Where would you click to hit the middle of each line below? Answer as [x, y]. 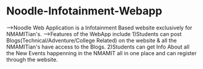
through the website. [32, 59]
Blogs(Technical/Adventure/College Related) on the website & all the [92, 40]
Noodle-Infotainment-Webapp [84, 11]
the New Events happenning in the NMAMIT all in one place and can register [101, 53]
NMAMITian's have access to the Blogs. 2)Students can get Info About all [98, 47]
